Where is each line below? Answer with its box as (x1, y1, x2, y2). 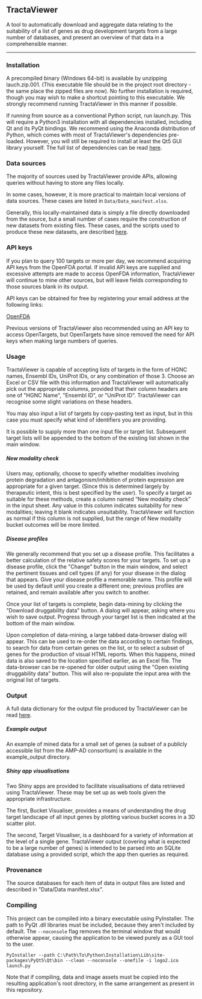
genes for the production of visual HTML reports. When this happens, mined (6, 650, 195, 658)
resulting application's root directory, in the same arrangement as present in (6, 980, 195, 987)
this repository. (6, 986, 44, 993)
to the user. (6, 940, 34, 948)
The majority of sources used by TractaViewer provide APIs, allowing (6, 173, 177, 180)
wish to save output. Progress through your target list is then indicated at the (6, 613, 196, 620)
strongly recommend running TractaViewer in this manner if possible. (6, 100, 177, 108)
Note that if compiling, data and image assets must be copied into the (6, 973, 179, 980)
